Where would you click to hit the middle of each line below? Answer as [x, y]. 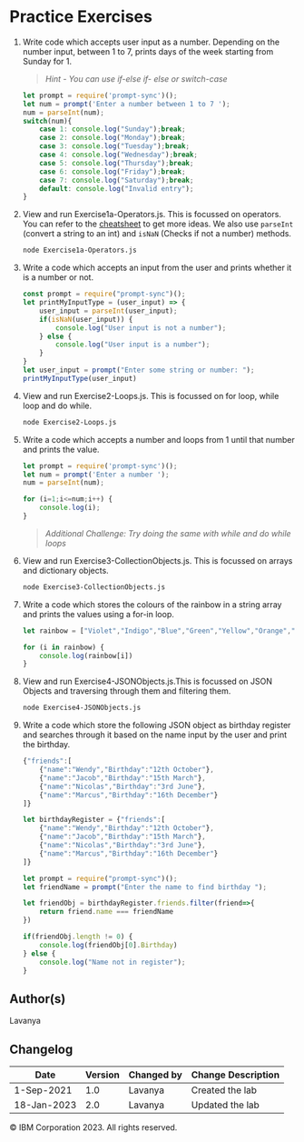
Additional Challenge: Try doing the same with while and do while [168, 533]
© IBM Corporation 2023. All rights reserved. [93, 1127]
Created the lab [224, 1090]
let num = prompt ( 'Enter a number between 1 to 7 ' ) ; [126, 104]
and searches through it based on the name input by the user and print [155, 735]
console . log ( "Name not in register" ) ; [113, 962]
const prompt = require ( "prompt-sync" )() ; [104, 294]
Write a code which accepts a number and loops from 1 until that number [158, 439]
